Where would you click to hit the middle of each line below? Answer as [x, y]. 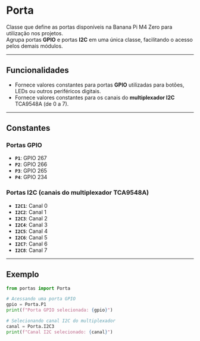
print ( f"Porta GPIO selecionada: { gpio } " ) [60, 310]
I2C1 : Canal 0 [31, 205]
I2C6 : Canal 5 [31, 237]
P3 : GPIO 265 [31, 171]
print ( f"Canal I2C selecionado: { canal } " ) [60, 332]
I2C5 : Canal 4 [31, 231]
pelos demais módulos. [35, 46]
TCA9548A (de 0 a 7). [42, 104]
